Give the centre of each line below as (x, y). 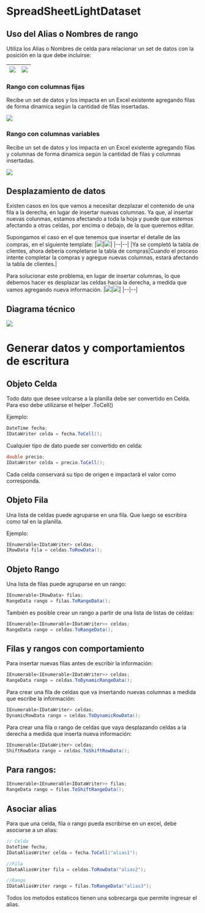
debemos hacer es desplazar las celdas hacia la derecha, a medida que (97, 283)
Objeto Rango (33, 569)
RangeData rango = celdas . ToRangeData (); (60, 630)
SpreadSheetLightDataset (74, 11)
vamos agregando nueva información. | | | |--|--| (72, 290)
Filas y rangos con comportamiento (76, 648)
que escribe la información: (41, 699)
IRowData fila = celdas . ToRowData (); (54, 550)
